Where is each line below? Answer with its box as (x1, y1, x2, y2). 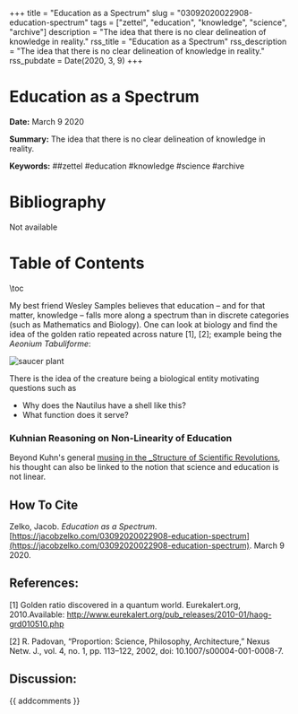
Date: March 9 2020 (9, 116, 85, 126)
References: (9, 576, 79, 591)
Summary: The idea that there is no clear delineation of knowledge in (9, 134, 266, 144)
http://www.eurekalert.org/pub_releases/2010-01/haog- (66, 609, 272, 620)
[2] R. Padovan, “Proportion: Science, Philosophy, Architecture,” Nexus (9, 636, 270, 647)
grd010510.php (9, 618, 64, 629)
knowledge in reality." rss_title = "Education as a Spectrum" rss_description (9, 36, 287, 47)
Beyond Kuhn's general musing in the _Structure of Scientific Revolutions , (9, 452, 281, 463)
